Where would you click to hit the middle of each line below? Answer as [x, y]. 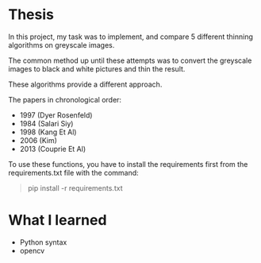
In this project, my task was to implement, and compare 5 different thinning [131, 37]
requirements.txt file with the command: [73, 172]
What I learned [58, 220]
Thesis [31, 15]
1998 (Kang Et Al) [48, 132]
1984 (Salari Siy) [46, 123]
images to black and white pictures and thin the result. [97, 68]
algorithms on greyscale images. [61, 44]
